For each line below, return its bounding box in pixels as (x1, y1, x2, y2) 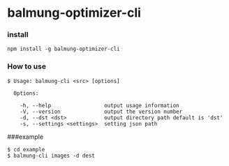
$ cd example (7, 146, 45, 153)
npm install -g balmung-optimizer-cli (7, 45, 120, 53)
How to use (7, 61, 47, 71)
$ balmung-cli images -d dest (7, 152, 96, 159)
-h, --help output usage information (20, 102, 179, 109)
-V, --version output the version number (20, 108, 183, 115)
